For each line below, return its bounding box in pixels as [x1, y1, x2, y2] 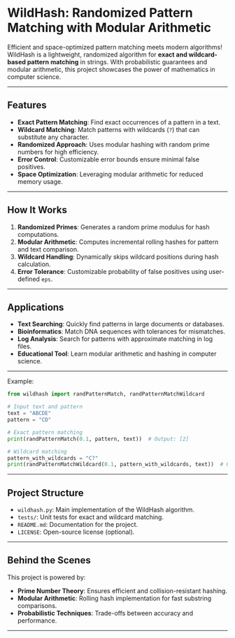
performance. [17, 616, 57, 625]
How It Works [7, 204, 68, 216]
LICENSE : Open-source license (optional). [17, 528, 135, 536]
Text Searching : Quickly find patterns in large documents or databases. [17, 320, 225, 328]
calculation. [17, 260, 51, 268]
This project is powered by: [7, 573, 86, 581]
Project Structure [7, 487, 84, 499]
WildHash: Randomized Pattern [7, 5, 194, 21]
